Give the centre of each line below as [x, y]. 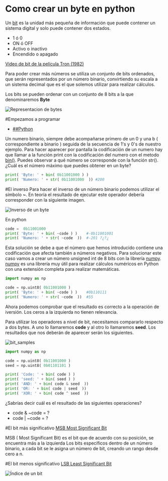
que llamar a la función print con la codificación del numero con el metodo [82, 155]
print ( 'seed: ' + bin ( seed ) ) [40, 379]
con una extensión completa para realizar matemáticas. [63, 269]
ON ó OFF [23, 43]
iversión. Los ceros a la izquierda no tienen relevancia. [62, 312]
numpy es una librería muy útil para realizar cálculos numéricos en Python [82, 264]
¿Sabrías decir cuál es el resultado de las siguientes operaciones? [73, 403]
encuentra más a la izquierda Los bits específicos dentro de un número [79, 443]
